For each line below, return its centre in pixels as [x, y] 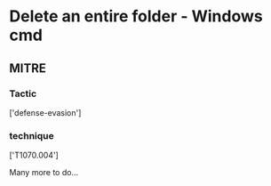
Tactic [23, 93]
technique [32, 135]
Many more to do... [44, 173]
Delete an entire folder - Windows [136, 16]
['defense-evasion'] [45, 112]
